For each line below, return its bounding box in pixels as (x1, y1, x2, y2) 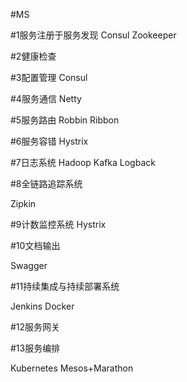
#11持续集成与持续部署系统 (10, 280, 120, 292)
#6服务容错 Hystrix (10, 135, 89, 147)
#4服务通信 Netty (10, 93, 82, 104)
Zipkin (10, 198, 37, 209)
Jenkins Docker (10, 300, 75, 312)
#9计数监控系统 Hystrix (10, 219, 107, 230)
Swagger (10, 260, 48, 271)
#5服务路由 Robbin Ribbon (10, 114, 120, 126)
